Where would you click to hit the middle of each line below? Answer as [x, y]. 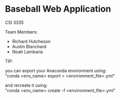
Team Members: [21, 32]
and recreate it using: [26, 85]
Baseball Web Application [58, 9]
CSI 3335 [15, 22]
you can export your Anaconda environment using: [56, 70]
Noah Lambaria [27, 52]
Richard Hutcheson [31, 41]
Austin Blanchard [29, 46]
